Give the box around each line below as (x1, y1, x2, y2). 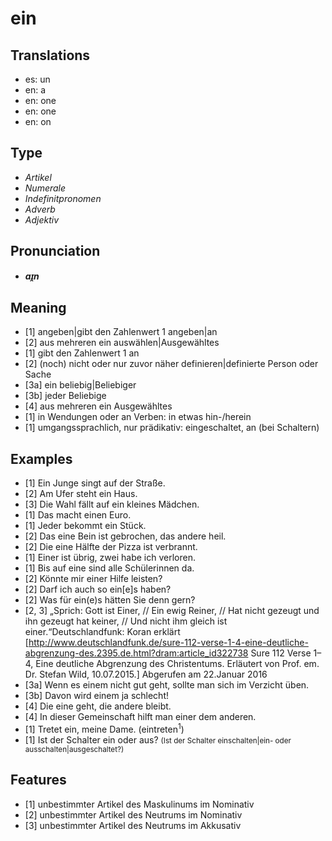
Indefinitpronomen (24, 192, 102, 204)
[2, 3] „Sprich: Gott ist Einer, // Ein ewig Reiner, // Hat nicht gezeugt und (24, 605, 320, 617)
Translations (10, 47, 91, 64)
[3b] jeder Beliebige (24, 390, 107, 402)
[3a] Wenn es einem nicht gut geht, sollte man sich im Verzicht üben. (24, 679, 310, 691)
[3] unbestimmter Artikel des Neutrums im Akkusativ (24, 819, 242, 831)
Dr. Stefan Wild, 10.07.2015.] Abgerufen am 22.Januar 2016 (24, 668, 268, 681)
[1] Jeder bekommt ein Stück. (24, 520, 147, 532)
